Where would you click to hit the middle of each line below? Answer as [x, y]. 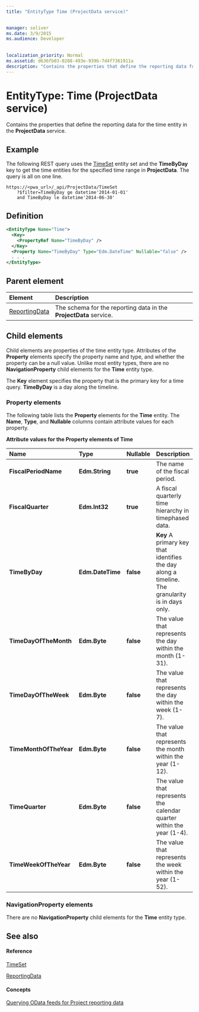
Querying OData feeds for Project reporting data [65, 1003]
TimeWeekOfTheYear [40, 864]
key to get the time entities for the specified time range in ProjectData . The [98, 170]
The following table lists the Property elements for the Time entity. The [93, 415]
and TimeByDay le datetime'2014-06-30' [66, 198]
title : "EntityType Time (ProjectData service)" [67, 12]
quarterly [169, 496]
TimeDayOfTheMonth [41, 641]
